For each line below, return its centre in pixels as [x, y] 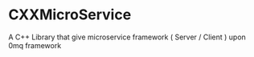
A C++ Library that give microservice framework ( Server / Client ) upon [127, 37]
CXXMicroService [70, 15]
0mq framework [35, 45]
